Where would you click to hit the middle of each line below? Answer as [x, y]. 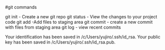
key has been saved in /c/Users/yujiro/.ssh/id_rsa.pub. [60, 42]
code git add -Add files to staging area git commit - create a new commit [79, 22]
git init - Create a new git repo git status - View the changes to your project [81, 17]
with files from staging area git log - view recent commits [63, 27]
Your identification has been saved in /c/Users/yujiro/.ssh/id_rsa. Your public [83, 37]
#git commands [21, 7]
